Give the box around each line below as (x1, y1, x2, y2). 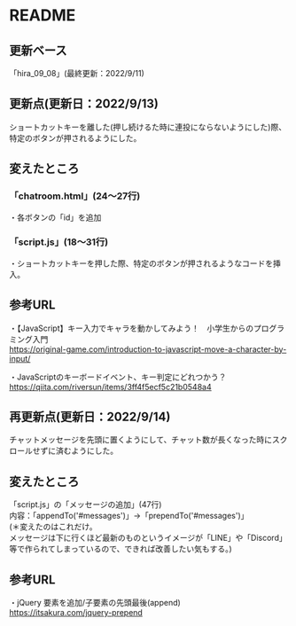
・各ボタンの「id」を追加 (9, 212, 102, 223)
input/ (9, 353, 31, 364)
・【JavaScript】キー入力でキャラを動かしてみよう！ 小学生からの (9, 323, 254, 333)
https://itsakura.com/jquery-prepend (9, 607, 144, 618)
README (9, 5, 76, 26)
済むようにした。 (55, 445, 118, 457)
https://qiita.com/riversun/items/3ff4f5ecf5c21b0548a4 (9, 381, 212, 392)
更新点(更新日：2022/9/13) (9, 97, 160, 112)
